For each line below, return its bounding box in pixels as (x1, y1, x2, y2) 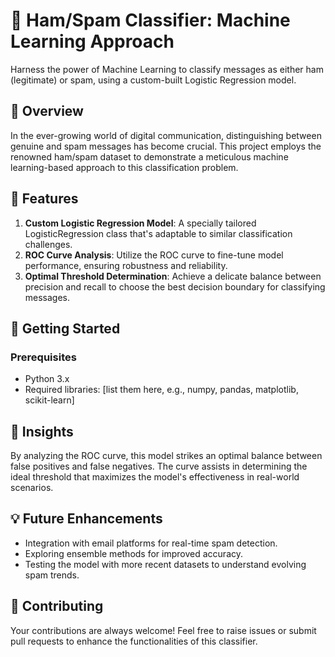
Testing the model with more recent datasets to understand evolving (24, 558, 307, 570)
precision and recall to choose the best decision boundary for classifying (24, 280, 326, 293)
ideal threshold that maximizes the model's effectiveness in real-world (10, 471, 300, 483)
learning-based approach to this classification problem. (10, 161, 239, 173)
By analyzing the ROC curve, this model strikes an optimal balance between (10, 450, 323, 462)
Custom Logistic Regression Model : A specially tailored (24, 217, 257, 229)
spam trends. (24, 569, 80, 581)
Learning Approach (10, 30, 175, 53)
